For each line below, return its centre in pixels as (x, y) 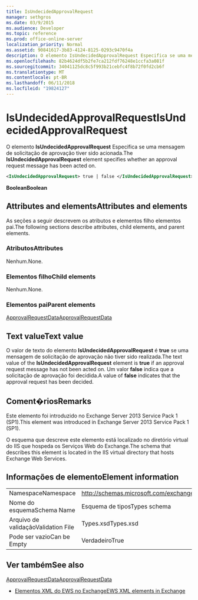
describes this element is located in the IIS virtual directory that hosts (90, 452)
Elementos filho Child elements (51, 277)
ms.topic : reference (32, 34)
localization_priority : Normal (44, 45)
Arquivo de (24, 520)
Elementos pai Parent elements (51, 305)
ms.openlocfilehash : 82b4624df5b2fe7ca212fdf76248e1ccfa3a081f (85, 61)
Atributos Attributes (35, 248)
